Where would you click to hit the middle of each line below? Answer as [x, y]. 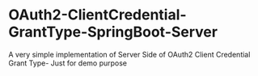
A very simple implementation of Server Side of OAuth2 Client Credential [129, 54]
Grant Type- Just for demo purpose [68, 63]
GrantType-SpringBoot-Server [113, 32]
